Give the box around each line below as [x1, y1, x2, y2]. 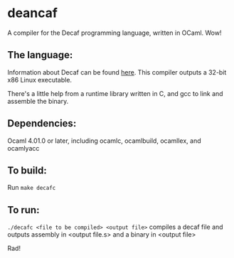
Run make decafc [7, 183, 56, 192]
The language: [7, 49, 73, 61]
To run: [7, 204, 40, 216]
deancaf [7, 5, 58, 21]
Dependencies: [7, 117, 77, 129]
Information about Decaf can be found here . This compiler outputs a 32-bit [7, 68, 227, 76]
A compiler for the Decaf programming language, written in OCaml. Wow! [7, 28, 222, 37]
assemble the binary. [7, 97, 69, 105]
